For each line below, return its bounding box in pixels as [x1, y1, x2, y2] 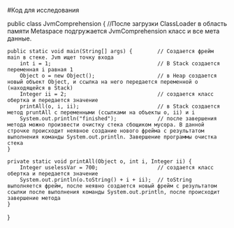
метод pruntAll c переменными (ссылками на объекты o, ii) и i [7, 109, 196, 116]
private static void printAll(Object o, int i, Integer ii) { [7, 158, 192, 165]
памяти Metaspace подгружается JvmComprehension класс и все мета [7, 27, 220, 35]
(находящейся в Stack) [7, 85, 73, 92]
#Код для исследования [7, 6, 80, 14]
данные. [7, 34, 32, 43]
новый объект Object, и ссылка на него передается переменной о [7, 78, 198, 85]
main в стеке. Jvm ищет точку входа [7, 54, 114, 61]
